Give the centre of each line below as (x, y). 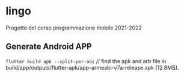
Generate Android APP (49, 47)
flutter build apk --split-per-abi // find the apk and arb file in (86, 61)
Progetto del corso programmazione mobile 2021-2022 (74, 28)
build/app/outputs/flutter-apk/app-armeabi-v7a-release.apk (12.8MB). (92, 67)
